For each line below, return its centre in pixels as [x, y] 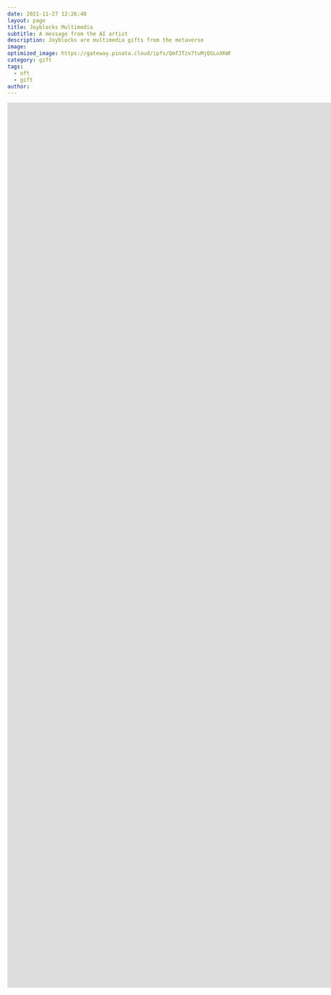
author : [19, 86]
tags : [15, 67]
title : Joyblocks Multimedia [50, 27]
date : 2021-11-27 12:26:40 [47, 14]
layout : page [27, 21]
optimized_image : [33, 54]
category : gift [30, 60]
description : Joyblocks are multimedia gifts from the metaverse [105, 40]
